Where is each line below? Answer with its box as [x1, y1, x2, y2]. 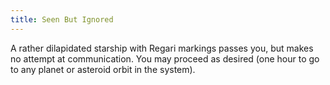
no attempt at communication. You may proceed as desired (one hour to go [10, 52, 320, 65]
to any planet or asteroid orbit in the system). [10, 63, 196, 75]
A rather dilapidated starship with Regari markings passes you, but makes [10, 42, 314, 54]
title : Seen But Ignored [10, 14, 114, 25]
